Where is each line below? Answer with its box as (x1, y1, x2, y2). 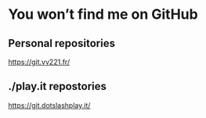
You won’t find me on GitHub (8, 5, 198, 23)
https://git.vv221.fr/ (8, 57, 70, 66)
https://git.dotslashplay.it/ (8, 100, 91, 110)
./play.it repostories (8, 80, 107, 93)
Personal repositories (8, 37, 116, 50)
